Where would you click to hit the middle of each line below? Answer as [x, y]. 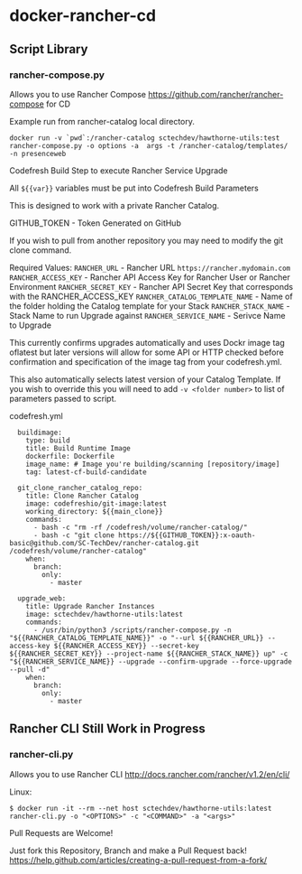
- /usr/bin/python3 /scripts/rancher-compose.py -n [132, 630]
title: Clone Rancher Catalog [82, 496]
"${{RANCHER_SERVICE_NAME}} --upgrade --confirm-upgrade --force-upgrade [151, 661]
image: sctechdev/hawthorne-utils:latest [104, 614]
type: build [48, 440]
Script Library [49, 49]
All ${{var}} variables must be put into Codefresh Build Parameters [134, 188]
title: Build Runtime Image [78, 448]
